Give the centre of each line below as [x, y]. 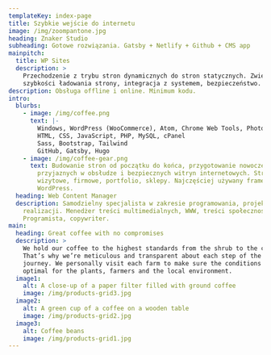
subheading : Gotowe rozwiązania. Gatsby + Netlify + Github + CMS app [129, 46]
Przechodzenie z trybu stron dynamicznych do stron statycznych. [135, 76]
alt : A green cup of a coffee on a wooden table [106, 308]
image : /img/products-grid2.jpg [77, 315]
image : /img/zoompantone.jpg [57, 31]
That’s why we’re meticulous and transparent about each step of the [142, 256]
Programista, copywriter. [67, 219]
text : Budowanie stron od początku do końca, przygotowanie [133, 166]
